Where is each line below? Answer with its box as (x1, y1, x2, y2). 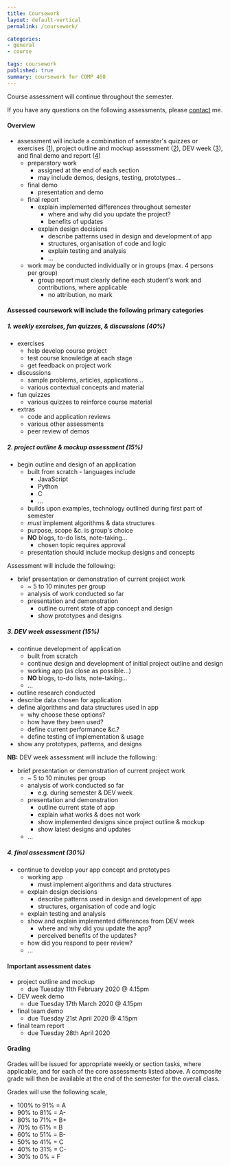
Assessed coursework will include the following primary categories (7, 306, 204, 314)
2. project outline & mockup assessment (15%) (7, 442, 143, 451)
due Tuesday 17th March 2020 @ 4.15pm (27, 999, 143, 1008)
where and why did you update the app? (37, 924, 152, 932)
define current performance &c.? (27, 725, 120, 734)
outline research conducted (16, 688, 95, 697)
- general (7, 42, 36, 49)
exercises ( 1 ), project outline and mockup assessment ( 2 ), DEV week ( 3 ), (16, 144, 223, 152)
